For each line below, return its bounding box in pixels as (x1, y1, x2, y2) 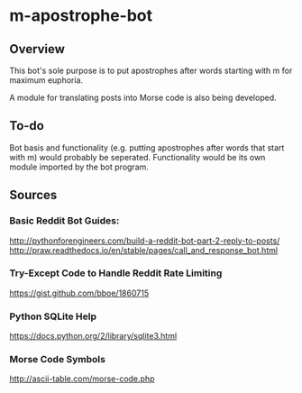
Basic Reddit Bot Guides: (9, 215, 120, 227)
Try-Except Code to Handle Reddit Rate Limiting (9, 267, 223, 279)
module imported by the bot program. (9, 161, 149, 172)
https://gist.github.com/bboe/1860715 (9, 288, 150, 298)
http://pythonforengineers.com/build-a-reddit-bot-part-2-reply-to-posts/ (9, 235, 280, 246)
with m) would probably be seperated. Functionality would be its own (9, 151, 266, 162)
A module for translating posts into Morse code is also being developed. (9, 92, 277, 103)
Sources (9, 187, 58, 203)
